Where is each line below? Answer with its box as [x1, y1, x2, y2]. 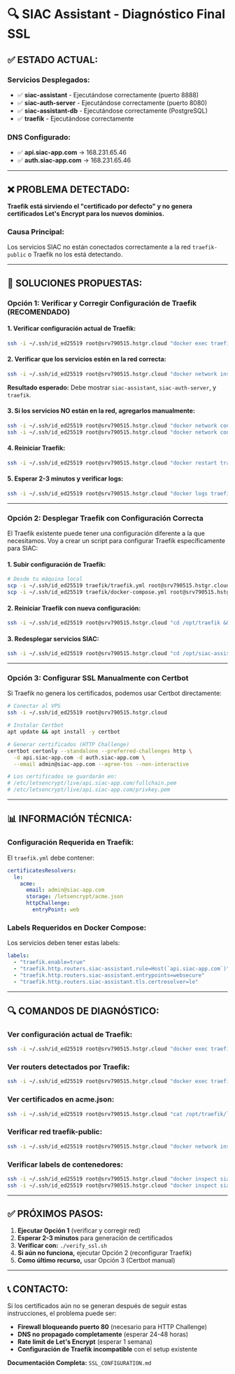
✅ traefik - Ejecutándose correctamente [17, 114, 134, 123]
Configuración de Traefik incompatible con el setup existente [17, 1345, 198, 1354]
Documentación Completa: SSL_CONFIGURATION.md [7, 1359, 152, 1367]
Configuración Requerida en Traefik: [7, 837, 134, 847]
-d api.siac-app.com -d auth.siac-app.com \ [13, 754, 145, 761]
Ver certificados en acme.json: [7, 1094, 115, 1104]
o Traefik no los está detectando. [27, 250, 123, 259]
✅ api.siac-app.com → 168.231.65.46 [17, 149, 127, 157]
